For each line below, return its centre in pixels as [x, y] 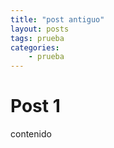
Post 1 [35, 106]
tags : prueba [37, 38]
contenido [31, 134]
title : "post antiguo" [57, 19]
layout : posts [40, 29]
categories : [35, 47]
